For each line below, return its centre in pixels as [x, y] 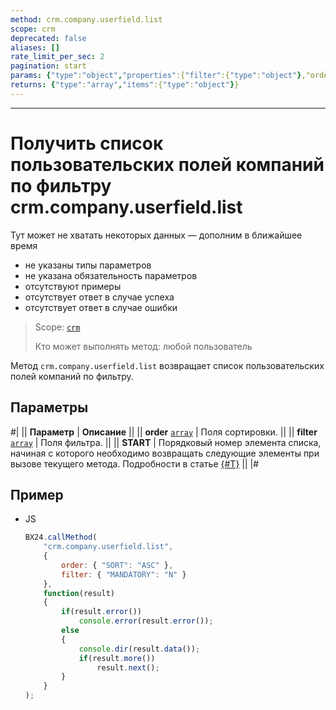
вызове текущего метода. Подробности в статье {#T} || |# [135, 463]
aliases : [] [35, 47]
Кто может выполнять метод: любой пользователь [143, 346]
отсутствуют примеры [73, 286]
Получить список [87, 143]
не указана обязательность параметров [111, 275]
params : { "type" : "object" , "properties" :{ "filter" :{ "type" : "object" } [156, 76]
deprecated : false [48, 38]
